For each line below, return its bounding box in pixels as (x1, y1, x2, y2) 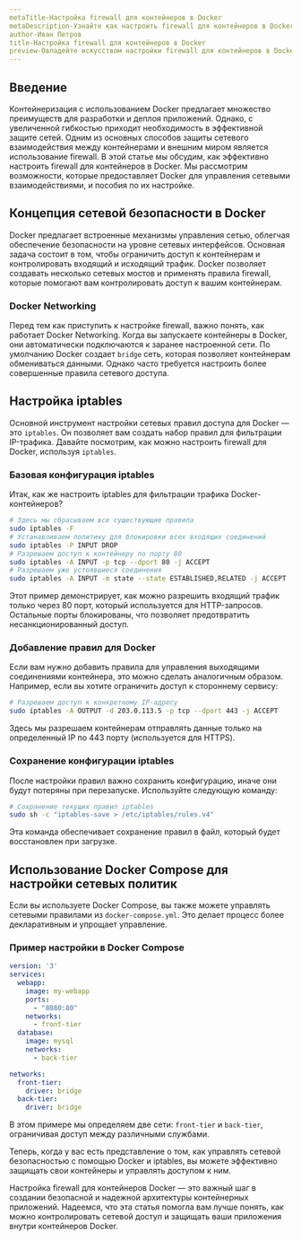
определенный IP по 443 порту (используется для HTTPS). (9, 732, 236, 743)
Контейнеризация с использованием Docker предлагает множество (9, 103, 271, 114)
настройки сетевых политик (9, 876, 177, 891)
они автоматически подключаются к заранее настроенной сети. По (9, 339, 271, 350)
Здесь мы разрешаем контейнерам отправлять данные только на (9, 723, 262, 734)
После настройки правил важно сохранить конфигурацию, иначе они (9, 775, 278, 786)
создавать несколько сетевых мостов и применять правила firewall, (9, 267, 271, 278)
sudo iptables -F (9, 524, 74, 534)
